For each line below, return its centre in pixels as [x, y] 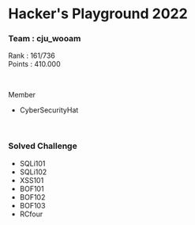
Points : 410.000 [34, 64]
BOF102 [32, 197]
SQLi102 [33, 172]
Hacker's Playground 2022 [98, 14]
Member [22, 95]
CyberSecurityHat [49, 110]
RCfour [31, 214]
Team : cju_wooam [45, 39]
